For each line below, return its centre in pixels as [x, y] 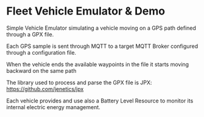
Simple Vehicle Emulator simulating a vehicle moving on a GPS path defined [101, 28]
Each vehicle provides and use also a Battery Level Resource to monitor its [100, 101]
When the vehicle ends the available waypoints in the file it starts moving [98, 64]
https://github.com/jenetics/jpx [45, 89]
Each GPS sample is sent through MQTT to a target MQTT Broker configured [102, 46]
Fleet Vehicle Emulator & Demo [86, 11]
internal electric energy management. [53, 107]
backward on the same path [41, 70]
